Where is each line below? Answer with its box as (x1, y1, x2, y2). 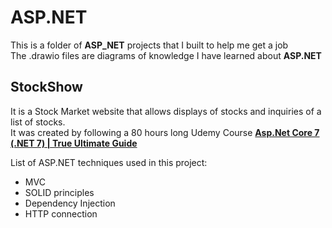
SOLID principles (24, 186, 95, 198)
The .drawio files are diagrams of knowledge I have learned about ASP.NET (10, 49, 322, 61)
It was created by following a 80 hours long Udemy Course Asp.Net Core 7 (10, 126, 320, 138)
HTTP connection (24, 207, 98, 220)
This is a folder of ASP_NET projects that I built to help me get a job (10, 39, 289, 51)
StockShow (10, 79, 83, 96)
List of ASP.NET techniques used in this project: (10, 156, 208, 168)
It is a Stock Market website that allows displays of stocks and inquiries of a (10, 105, 322, 117)
